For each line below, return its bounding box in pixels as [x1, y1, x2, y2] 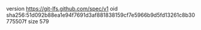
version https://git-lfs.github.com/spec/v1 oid [6, 5, 118, 12]
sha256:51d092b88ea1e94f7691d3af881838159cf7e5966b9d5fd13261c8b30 [6, 11, 196, 19]
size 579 [28, 18, 49, 25]
